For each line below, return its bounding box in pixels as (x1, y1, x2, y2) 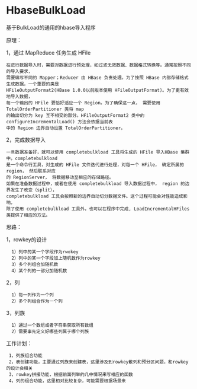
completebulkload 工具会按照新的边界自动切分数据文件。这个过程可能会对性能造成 (6, 193, 183, 199)
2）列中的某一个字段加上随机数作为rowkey (11, 255, 101, 261)
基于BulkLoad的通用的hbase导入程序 (6, 24, 96, 31)
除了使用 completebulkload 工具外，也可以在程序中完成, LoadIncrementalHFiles (6, 206, 190, 212)
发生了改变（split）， (10, 187, 57, 193)
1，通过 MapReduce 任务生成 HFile (6, 49, 91, 56)
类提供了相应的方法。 (6, 212, 50, 218)
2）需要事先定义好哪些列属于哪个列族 (11, 329, 89, 334)
